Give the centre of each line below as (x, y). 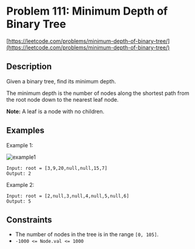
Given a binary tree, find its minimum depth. (61, 81)
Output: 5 (19, 201)
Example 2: (20, 184)
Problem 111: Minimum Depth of (87, 11)
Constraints (29, 219)
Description (29, 67)
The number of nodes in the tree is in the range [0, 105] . (87, 234)
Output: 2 (19, 174)
